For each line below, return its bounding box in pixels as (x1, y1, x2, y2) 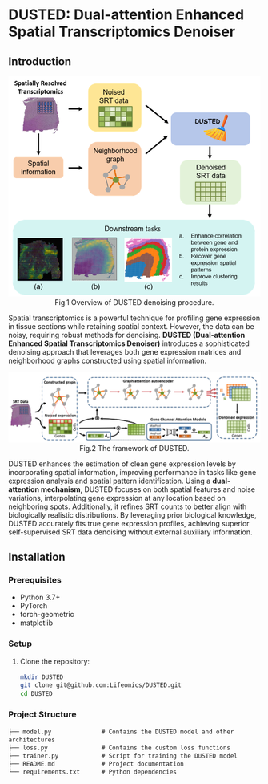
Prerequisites (8, 574, 62, 585)
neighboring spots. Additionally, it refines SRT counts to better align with (8, 502, 247, 511)
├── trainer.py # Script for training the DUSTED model (8, 752, 238, 760)
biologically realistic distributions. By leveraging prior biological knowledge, (8, 510, 258, 519)
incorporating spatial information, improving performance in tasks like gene (8, 467, 257, 477)
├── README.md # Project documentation (8, 760, 184, 768)
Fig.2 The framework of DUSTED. (79, 443, 190, 453)
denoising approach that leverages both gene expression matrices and (8, 347, 242, 357)
